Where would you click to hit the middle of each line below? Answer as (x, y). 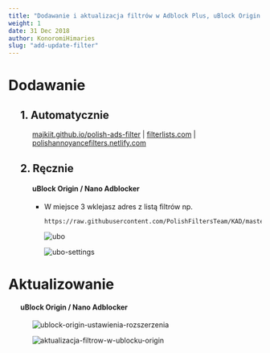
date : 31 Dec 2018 (39, 31)
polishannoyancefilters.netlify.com (89, 143)
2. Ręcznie (47, 168)
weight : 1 (25, 23)
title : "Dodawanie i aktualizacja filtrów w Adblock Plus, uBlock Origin (135, 16)
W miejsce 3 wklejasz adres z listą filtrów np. (118, 207)
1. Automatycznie (65, 115)
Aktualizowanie (61, 284)
